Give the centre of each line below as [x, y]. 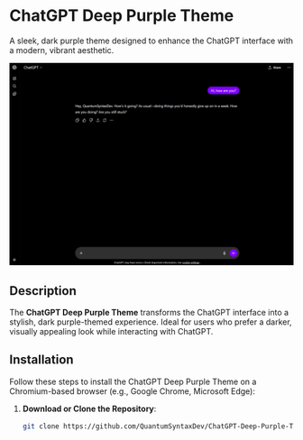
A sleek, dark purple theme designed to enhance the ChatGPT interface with [151, 41]
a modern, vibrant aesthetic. [62, 50]
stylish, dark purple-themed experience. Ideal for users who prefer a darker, [151, 322]
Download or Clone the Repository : [89, 408]
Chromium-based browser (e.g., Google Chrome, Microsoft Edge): [132, 391]
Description [43, 291]
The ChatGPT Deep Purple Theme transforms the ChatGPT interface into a [149, 313]
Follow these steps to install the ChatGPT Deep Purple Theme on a [133, 381]
